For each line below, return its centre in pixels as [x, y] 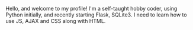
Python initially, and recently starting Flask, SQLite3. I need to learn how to [96, 15]
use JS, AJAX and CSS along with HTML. [56, 21]
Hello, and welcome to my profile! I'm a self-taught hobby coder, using [91, 9]
